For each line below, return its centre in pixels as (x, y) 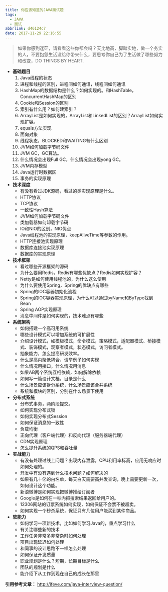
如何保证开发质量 (38, 555)
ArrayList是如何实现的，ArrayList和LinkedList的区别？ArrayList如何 (89, 115)
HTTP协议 (30, 197)
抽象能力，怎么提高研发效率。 (51, 353)
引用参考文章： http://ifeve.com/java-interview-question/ (64, 584)
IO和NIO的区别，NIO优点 (46, 229)
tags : (11, 15)
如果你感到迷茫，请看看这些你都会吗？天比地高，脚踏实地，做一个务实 (90, 48)
